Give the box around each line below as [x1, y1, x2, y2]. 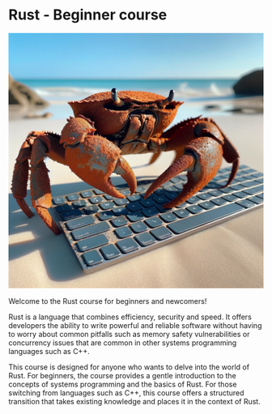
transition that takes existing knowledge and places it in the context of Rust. [8, 396, 261, 406]
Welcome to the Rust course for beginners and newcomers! [8, 296, 207, 305]
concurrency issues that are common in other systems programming [8, 338, 237, 348]
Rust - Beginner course [8, 6, 168, 24]
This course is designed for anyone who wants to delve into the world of [8, 362, 249, 372]
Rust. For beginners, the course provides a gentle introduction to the [8, 370, 236, 380]
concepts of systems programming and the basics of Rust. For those [8, 379, 237, 389]
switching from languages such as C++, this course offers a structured [8, 387, 244, 398]
